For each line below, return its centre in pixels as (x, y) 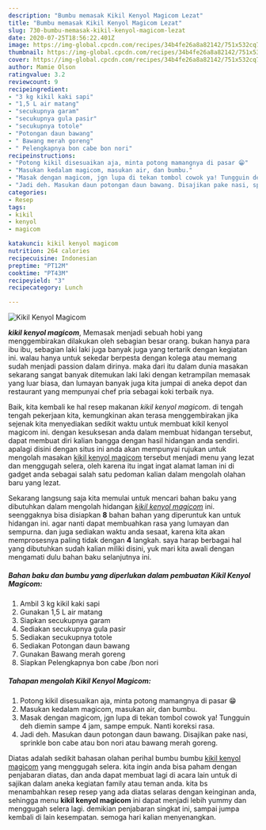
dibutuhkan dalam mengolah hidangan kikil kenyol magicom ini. (112, 507)
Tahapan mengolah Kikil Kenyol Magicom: (80, 681)
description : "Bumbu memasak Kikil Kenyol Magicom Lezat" (106, 15)
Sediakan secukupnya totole (66, 637)
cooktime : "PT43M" (38, 273)
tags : (17, 207)
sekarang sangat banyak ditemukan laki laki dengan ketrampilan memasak (129, 375)
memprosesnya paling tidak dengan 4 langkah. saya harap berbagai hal (125, 541)
